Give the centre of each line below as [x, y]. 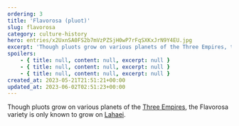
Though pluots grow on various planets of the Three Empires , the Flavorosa [118, 107]
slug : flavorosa [31, 27]
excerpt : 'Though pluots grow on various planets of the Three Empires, [117, 47]
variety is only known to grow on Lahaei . [67, 115]
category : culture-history [47, 34]
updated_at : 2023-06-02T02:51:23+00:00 [67, 87]
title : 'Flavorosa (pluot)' [49, 21]
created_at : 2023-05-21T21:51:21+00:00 [67, 80]
